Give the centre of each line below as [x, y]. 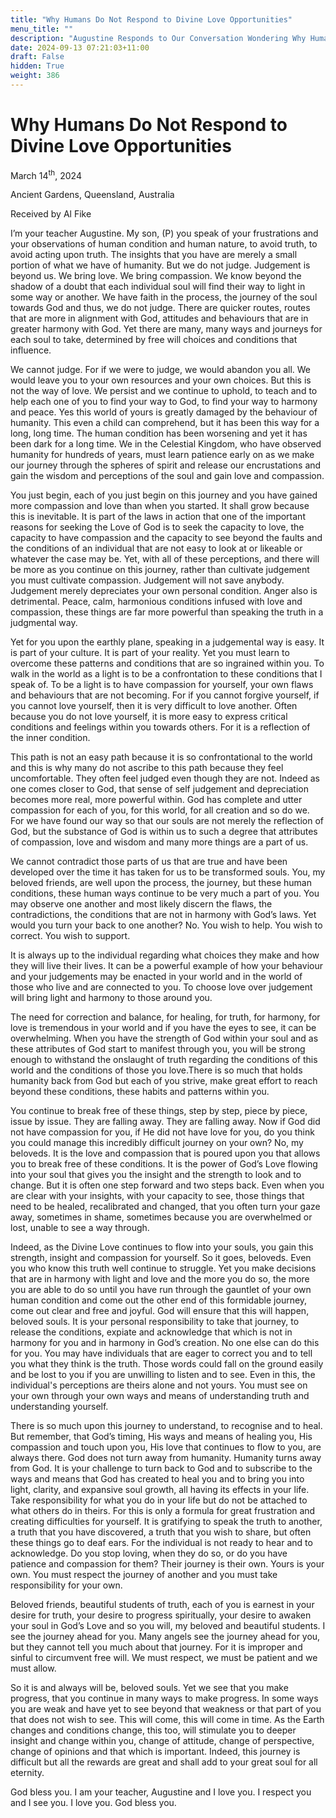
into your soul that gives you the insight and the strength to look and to [156, 1175]
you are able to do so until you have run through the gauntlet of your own [161, 1290]
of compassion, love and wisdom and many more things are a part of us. [159, 842]
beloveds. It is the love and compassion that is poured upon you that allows [165, 1153]
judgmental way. [44, 623]
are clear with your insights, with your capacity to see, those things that [157, 1196]
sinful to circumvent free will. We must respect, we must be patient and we [164, 1658]
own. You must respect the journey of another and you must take [144, 1575]
